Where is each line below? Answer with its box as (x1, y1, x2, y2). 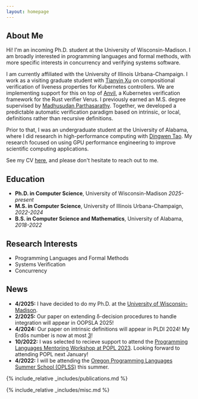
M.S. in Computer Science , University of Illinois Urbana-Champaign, (14, 203, 184, 210)
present (14, 196, 34, 203)
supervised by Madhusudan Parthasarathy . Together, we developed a (6, 102, 177, 109)
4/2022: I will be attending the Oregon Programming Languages (14, 357, 173, 364)
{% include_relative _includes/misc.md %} (6, 386, 110, 393)
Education (6, 174, 45, 184)
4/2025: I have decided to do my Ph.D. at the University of (14, 300, 159, 307)
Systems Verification (14, 261, 66, 268)
